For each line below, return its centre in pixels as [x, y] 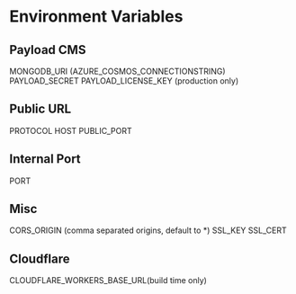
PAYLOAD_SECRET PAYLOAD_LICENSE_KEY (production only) [124, 81]
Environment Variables [96, 17]
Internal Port [45, 159]
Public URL [40, 109]
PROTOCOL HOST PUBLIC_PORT [71, 130]
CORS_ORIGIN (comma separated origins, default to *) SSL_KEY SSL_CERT [148, 230]
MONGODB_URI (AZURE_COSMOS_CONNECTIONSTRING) [118, 71]
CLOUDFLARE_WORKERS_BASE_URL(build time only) [108, 281]
